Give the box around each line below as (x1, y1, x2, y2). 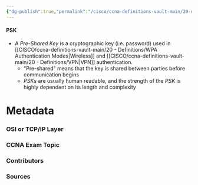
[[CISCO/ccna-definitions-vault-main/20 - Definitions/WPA (14, 46, 158, 53)
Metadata (6, 104, 54, 117)
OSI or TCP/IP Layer (6, 125, 64, 133)
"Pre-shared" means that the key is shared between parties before (23, 65, 186, 72)
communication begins (23, 71, 80, 78)
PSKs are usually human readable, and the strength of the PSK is (23, 77, 181, 84)
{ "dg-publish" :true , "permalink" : (6, 8, 88, 15)
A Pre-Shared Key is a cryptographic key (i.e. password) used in (14, 39, 171, 47)
